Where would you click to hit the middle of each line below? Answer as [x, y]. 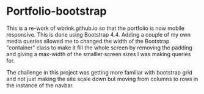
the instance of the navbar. [40, 85]
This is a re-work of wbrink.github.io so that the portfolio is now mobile [96, 28]
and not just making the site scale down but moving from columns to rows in [102, 79]
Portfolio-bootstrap [56, 11]
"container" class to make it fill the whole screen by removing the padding [99, 48]
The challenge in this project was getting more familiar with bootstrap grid [99, 72]
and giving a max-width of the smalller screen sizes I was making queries [99, 54]
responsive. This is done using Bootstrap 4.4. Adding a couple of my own [99, 34]
